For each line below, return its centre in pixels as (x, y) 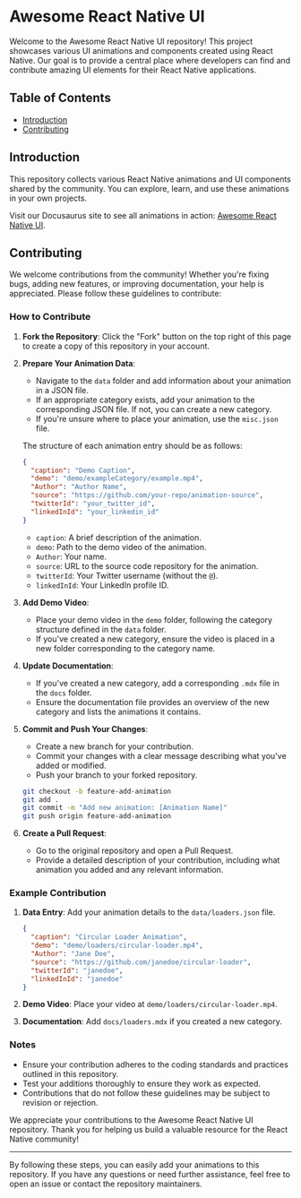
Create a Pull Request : (64, 833)
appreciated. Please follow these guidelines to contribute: (116, 294)
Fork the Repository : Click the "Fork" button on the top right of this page (157, 336)
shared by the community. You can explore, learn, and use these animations (149, 188)
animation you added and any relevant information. (129, 870)
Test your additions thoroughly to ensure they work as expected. (142, 1083)
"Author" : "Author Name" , (79, 487)
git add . (41, 799)
